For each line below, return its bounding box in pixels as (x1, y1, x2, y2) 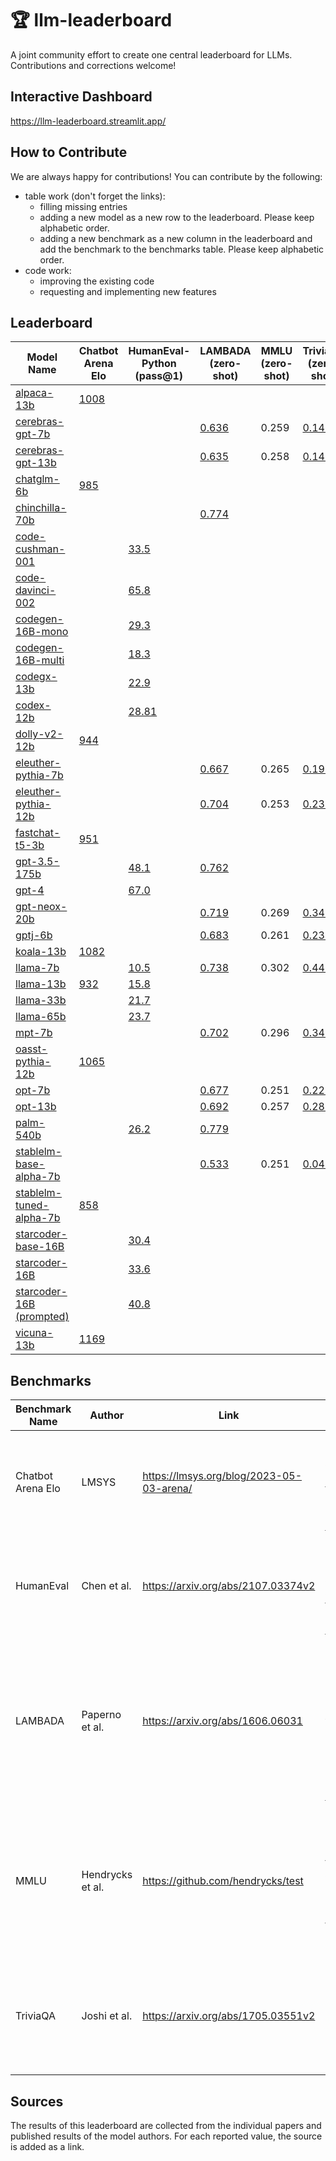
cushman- (15, 542, 66, 556)
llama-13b (15, 977, 67, 991)
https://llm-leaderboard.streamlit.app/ (10, 115, 167, 127)
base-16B (15, 1240, 65, 1254)
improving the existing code (39, 275, 155, 287)
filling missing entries (39, 200, 128, 212)
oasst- (15, 1042, 48, 1056)
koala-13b (15, 945, 67, 959)
